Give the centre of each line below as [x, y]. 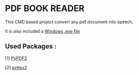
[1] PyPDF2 [16, 58]
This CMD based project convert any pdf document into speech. [69, 22]
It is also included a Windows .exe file [42, 31]
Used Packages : [31, 46]
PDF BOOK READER [45, 8]
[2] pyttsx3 [16, 67]
